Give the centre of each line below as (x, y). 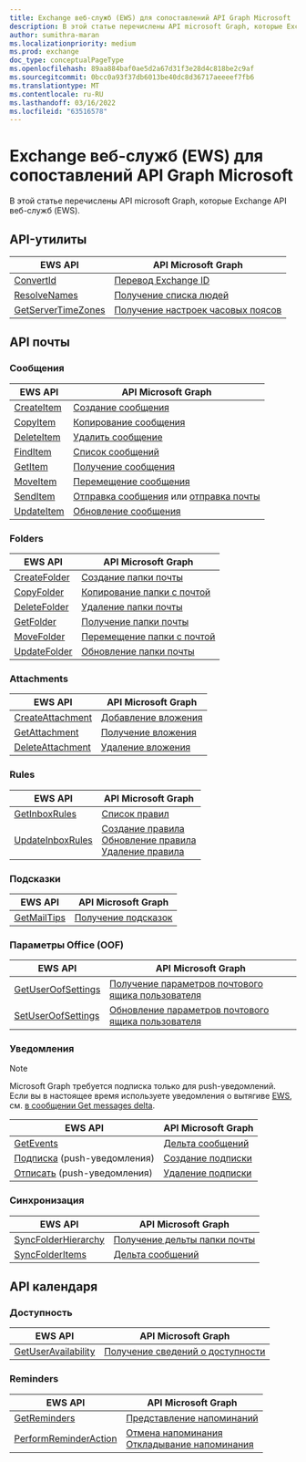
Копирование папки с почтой (146, 592)
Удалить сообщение (117, 437)
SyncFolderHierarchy (59, 1239)
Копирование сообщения (129, 422)
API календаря (54, 1287)
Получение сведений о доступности (185, 1352)
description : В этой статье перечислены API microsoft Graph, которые (146, 26)
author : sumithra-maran (55, 35)
